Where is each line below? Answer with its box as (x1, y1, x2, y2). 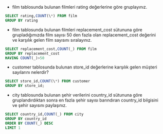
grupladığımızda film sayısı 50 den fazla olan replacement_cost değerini (12, 32, 156, 38)
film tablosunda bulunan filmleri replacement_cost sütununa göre (12, 27, 143, 33)
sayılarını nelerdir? (12, 69, 49, 75)
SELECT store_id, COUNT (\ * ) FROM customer (5, 79, 91, 84)
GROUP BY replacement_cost (5, 51, 60, 56)
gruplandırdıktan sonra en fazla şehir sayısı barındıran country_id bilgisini (12, 97, 159, 103)
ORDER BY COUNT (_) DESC (5, 121, 54, 126)
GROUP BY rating (5, 18, 38, 23)
